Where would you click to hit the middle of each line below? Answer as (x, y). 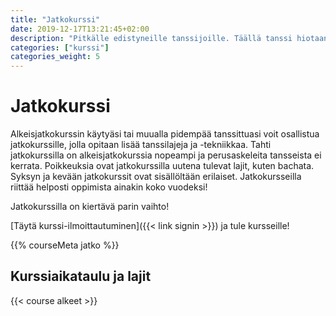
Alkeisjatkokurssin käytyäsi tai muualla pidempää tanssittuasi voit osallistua (165, 134)
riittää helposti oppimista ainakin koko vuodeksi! (109, 187)
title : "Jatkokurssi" (55, 19)
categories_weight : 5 (55, 57)
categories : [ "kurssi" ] (60, 47)
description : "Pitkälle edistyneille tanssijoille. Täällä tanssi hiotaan (169, 38)
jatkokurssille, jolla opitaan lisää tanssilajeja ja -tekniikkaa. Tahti (141, 145)
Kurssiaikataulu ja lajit (81, 276)
